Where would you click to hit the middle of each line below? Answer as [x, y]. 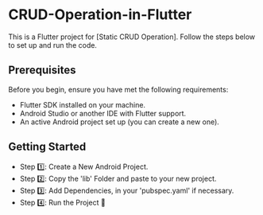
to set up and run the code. [53, 45]
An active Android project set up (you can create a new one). [120, 122]
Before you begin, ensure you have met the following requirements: [118, 89]
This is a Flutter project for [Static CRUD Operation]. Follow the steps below [132, 37]
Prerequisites [42, 70]
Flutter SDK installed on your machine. [82, 104]
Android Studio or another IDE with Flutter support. [103, 113]
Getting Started [47, 147]
